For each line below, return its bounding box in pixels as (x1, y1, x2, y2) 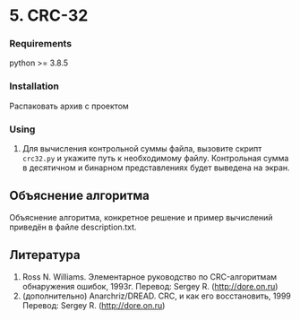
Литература (9, 247, 81, 263)
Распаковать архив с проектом (9, 100, 130, 111)
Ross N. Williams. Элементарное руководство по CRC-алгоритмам (21, 271, 278, 282)
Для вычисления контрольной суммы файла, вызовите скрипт (21, 143, 262, 154)
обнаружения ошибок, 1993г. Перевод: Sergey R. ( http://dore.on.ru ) (21, 281, 279, 291)
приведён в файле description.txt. (9, 221, 137, 232)
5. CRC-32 (9, 5, 89, 26)
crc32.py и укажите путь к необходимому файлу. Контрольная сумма (21, 153, 289, 164)
